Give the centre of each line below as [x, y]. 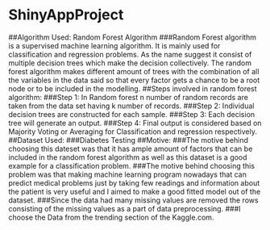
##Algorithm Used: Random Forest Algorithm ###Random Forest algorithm [132, 37]
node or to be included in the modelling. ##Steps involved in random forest [133, 88]
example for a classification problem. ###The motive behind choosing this [132, 165]
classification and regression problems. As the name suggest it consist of [130, 54]
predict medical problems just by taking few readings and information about [134, 182]
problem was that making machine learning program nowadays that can [128, 174]
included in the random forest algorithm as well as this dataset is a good [128, 157]
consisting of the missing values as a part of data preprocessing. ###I [125, 208]
